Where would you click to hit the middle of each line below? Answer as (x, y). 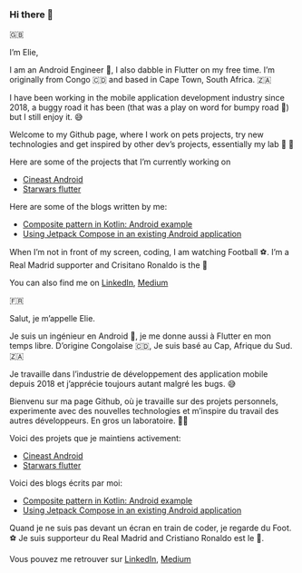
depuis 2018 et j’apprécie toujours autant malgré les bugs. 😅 (123, 384)
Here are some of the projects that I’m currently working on (120, 162)
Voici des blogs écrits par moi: (66, 483)
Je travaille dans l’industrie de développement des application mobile (139, 374)
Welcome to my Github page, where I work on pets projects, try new (137, 134)
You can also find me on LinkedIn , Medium (89, 283)
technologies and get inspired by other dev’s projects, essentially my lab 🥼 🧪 (152, 144)
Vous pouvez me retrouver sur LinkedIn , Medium (101, 559)
